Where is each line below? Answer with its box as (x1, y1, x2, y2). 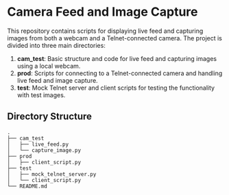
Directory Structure (7, 111, 93, 122)
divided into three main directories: (7, 41, 106, 49)
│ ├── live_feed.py (7, 141, 69, 148)
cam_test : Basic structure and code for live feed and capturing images (16, 54, 217, 62)
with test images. (16, 90, 66, 99)
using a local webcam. (16, 62, 81, 70)
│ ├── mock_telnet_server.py (7, 170, 97, 178)
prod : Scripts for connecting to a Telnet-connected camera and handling (16, 69, 223, 77)
